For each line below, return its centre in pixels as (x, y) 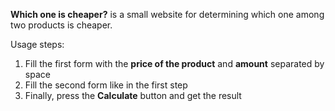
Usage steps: (37, 44)
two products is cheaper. (61, 25)
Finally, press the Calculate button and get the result (133, 95)
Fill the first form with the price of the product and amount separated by (174, 63)
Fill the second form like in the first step (106, 85)
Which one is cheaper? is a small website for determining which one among (167, 14)
